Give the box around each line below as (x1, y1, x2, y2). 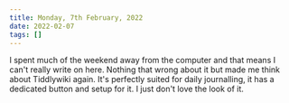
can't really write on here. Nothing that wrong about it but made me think (9, 64, 281, 75)
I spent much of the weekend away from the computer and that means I (9, 55, 276, 66)
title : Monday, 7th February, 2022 (9, 13, 144, 23)
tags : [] (9, 30, 42, 39)
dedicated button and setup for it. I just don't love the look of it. (9, 83, 244, 95)
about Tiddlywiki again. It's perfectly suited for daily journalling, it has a (9, 74, 275, 85)
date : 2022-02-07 (9, 22, 75, 31)
